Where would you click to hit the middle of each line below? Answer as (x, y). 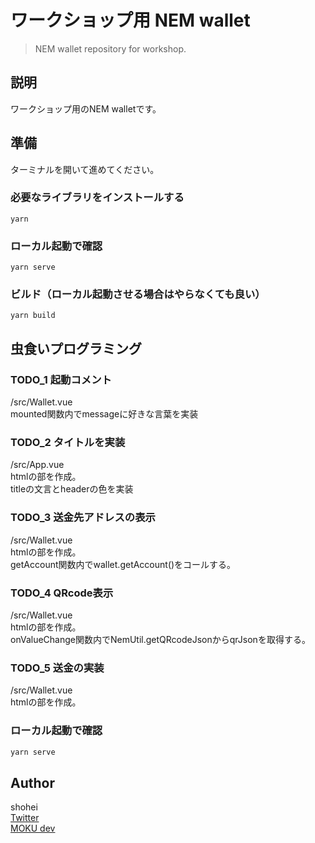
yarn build (33, 316)
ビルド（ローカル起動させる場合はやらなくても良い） (138, 294)
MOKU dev (33, 828)
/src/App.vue (37, 465)
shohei (24, 807)
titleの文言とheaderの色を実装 (72, 489)
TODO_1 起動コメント (61, 379)
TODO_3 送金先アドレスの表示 (83, 518)
